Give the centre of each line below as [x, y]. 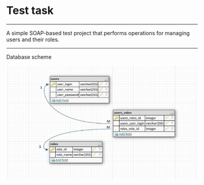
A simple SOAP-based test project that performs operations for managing [98, 33]
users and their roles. [33, 39]
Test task [30, 11]
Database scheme [29, 57]
